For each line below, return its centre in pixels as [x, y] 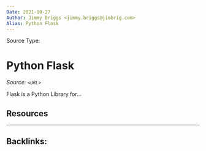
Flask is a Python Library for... [44, 94]
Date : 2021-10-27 [29, 12]
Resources [27, 113]
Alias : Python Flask [33, 23]
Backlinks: [27, 141]
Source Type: [23, 41]
